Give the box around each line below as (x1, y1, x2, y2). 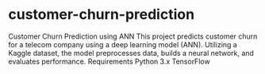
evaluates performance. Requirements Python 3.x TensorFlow (8, 57, 210, 66)
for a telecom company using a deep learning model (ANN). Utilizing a (8, 39, 238, 49)
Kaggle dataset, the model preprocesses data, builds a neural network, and (8, 48, 254, 57)
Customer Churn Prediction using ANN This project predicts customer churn (8, 31, 258, 41)
